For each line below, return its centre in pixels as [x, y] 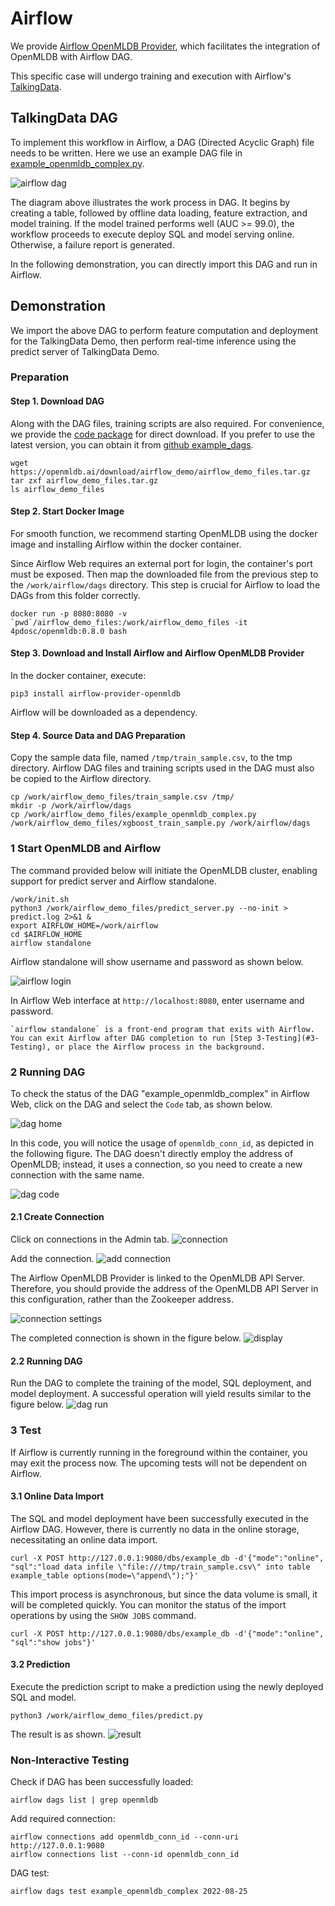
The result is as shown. [58, 1734]
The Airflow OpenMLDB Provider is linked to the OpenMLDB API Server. [158, 1278]
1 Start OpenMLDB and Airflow [86, 849]
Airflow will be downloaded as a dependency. [104, 713]
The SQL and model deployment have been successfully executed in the [160, 1518]
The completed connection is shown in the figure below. [126, 1338]
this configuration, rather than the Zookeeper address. [122, 1299]
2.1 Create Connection [57, 1217]
